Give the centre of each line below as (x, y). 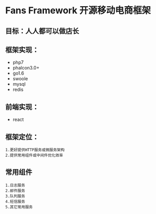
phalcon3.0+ (26, 68)
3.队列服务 (15, 196)
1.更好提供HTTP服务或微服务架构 (35, 150)
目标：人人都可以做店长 (42, 31)
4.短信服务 (15, 201)
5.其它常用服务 (19, 207)
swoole (20, 79)
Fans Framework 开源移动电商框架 (78, 10)
